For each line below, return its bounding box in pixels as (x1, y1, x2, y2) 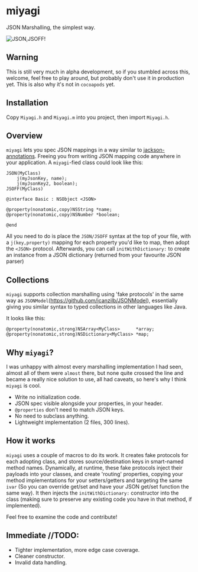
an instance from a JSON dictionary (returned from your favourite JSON (6, 252, 181, 259)
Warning (6, 52, 38, 63)
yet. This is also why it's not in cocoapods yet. (6, 81, 115, 88)
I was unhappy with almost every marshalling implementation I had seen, (6, 363, 183, 370)
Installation (6, 98, 48, 108)
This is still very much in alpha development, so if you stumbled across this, (6, 68, 190, 75)
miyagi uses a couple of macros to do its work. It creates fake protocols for (6, 451, 189, 458)
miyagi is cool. (6, 382, 41, 389)
